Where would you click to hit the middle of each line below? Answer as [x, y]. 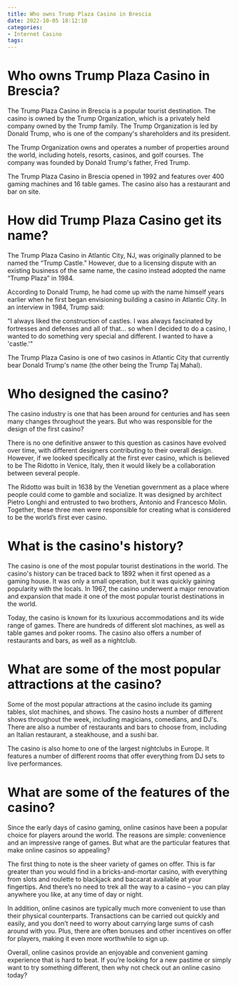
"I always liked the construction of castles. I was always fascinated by [110, 321]
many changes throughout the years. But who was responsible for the [110, 421]
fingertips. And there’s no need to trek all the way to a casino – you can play [119, 887]
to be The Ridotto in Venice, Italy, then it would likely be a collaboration [111, 466]
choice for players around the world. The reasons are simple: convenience [117, 835]
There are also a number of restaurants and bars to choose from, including [117, 727]
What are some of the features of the [119, 793]
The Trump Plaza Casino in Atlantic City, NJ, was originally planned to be [115, 255]
